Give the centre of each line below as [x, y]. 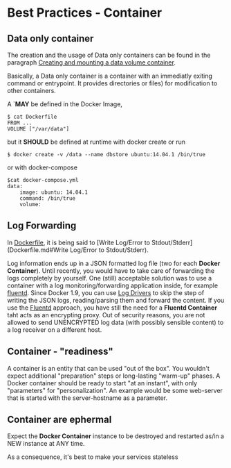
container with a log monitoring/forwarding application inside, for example [113, 285]
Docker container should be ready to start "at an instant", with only [102, 383]
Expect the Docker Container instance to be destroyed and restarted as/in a [116, 436]
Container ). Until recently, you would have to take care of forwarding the [111, 270]
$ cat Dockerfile [32, 117]
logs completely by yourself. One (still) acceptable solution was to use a [110, 278]
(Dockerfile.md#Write [38, 250]
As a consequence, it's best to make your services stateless [93, 457]
